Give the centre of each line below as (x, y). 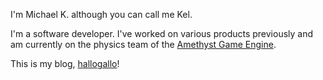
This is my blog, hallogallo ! (65, 63)
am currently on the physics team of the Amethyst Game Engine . (143, 44)
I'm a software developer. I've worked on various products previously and (162, 33)
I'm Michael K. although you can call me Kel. (101, 14)
